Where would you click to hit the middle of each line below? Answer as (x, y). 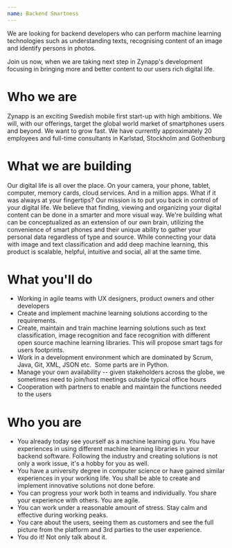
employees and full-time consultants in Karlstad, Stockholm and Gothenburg (116, 138)
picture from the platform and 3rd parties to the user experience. (109, 530)
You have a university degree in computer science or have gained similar (121, 471)
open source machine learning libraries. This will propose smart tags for (120, 343)
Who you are (44, 422)
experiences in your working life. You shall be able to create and (109, 478)
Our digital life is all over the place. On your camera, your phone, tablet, (109, 185)
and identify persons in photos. (52, 48)
